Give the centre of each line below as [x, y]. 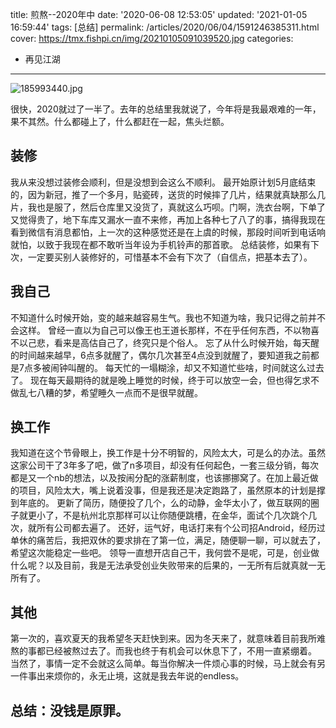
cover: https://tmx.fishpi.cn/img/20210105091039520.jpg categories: [152, 38]
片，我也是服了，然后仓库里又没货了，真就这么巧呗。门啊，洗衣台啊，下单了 [168, 207]
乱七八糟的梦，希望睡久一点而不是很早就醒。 [110, 392]
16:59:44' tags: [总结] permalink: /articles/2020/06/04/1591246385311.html [165, 27]
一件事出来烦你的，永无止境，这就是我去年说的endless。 [127, 676]
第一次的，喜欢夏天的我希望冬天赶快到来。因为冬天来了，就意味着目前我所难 [168, 639]
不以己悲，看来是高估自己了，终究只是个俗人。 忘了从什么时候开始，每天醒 [165, 342]
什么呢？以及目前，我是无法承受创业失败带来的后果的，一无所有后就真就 [159, 565]
